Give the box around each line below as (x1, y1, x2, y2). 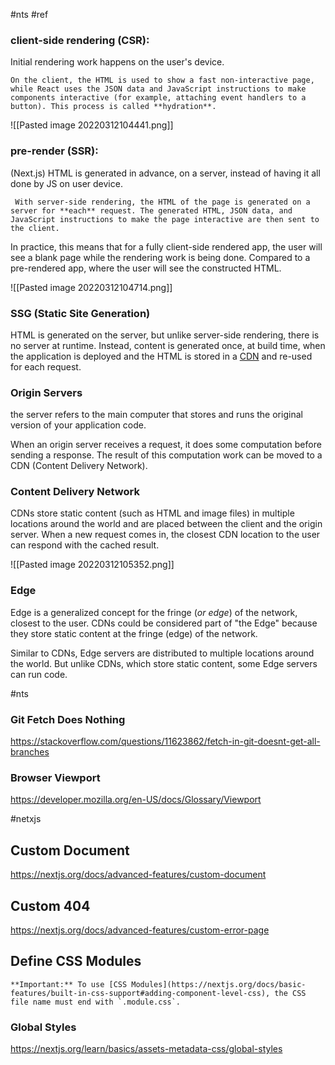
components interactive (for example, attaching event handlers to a (10, 93, 307, 103)
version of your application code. (10, 419, 147, 431)
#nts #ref (10, 9, 49, 20)
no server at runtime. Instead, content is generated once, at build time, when (10, 339, 326, 351)
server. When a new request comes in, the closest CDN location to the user (10, 529, 321, 541)
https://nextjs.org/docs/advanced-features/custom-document (10, 869, 267, 881)
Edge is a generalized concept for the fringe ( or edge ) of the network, (10, 606, 298, 618)
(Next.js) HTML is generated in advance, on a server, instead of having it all (10, 167, 321, 179)
